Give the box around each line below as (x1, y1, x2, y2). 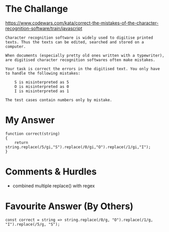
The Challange (5, 3, 69, 15)
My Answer (5, 114, 55, 126)
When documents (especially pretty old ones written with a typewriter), (5, 53, 165, 58)
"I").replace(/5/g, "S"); (5, 222, 60, 227)
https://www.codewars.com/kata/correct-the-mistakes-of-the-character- (5, 20, 159, 26)
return (14, 140, 28, 145)
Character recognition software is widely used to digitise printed (5, 35, 153, 40)
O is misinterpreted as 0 (14, 84, 70, 89)
